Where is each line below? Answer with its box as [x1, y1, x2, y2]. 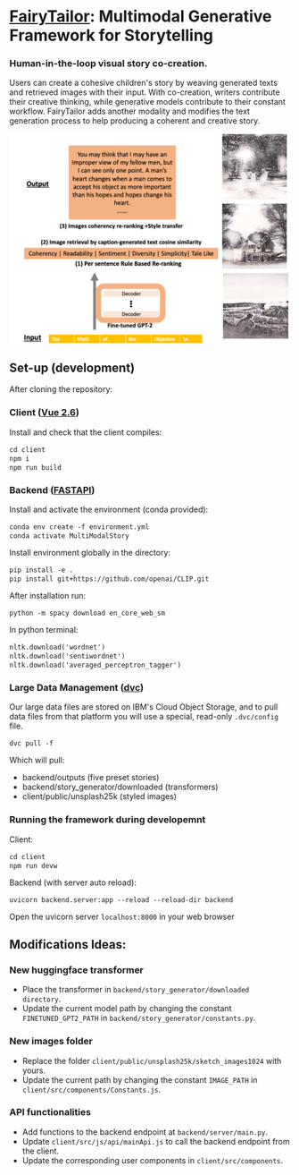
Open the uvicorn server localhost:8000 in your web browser [9, 911, 235, 922]
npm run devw [9, 861, 58, 870]
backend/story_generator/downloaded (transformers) [21, 781, 219, 793]
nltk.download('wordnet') [9, 643, 105, 651]
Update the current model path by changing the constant [21, 1003, 232, 1014]
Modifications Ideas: [9, 937, 127, 952]
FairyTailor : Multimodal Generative [9, 6, 272, 27]
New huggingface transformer [9, 964, 145, 976]
